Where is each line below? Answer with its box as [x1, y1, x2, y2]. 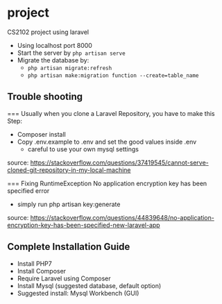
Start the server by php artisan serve [17, 49, 126, 57]
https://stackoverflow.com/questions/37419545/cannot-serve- [30, 158, 210, 167]
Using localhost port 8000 [17, 41, 92, 49]
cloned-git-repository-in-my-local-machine [7, 165, 131, 174]
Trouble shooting [7, 91, 83, 103]
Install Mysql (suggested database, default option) [17, 281, 162, 289]
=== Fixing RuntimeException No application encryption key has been [7, 179, 207, 187]
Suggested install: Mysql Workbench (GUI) [17, 289, 139, 297]
